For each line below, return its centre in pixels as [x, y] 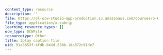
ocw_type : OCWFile [24, 32]
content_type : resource [29, 9]
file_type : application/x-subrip [39, 23]
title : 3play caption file [32, 41]
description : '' [21, 14]
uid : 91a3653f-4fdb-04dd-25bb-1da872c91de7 [50, 45]
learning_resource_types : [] [34, 27]
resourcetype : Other [26, 36]
